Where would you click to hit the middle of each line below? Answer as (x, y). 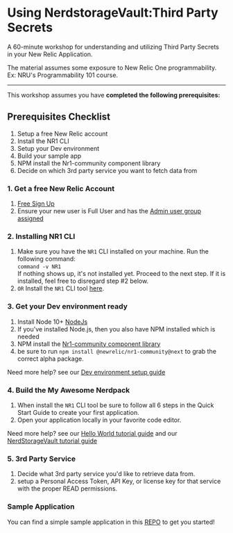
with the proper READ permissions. (67, 489)
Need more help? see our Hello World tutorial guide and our (92, 433)
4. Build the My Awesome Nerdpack (69, 390)
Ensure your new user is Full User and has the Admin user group (109, 211)
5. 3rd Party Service (42, 459)
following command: (46, 259)
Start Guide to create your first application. (78, 412)
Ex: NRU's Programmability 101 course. (63, 75)
